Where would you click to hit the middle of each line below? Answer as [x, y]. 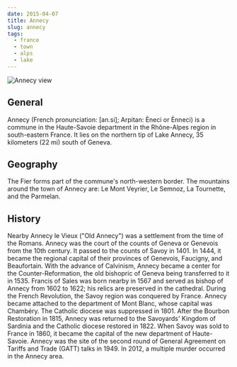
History [24, 219]
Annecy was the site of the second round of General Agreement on [128, 341]
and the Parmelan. [34, 196]
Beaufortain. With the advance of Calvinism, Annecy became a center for [114, 266]
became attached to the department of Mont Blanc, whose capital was [110, 304]
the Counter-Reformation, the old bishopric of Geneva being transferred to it [118, 273]
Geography [33, 164]
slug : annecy [27, 27]
